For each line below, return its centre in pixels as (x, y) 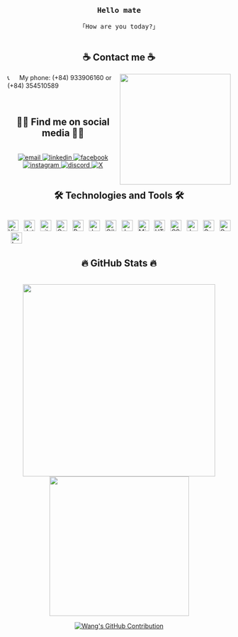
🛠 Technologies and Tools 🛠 (119, 196)
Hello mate (119, 10)
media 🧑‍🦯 (63, 133)
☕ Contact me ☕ (119, 57)
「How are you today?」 (119, 27)
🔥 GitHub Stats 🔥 (119, 263)
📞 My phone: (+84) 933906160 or (59, 78)
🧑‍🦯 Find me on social (63, 122)
